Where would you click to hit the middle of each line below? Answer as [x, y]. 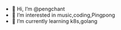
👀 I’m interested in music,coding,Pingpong [63, 15]
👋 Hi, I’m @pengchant [38, 9]
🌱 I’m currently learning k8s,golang [55, 21]
